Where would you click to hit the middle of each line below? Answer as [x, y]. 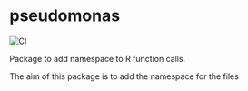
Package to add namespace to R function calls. [98, 58]
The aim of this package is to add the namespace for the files [124, 76]
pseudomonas [65, 16]
